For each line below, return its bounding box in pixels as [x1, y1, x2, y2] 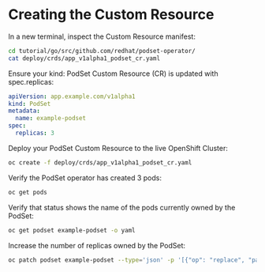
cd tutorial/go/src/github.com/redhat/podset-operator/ [8, 47, 196, 55]
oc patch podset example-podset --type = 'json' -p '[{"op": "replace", [8, 255, 245, 264]
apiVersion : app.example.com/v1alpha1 [8, 93, 136, 100]
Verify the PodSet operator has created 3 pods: [8, 172, 162, 183]
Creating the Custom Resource [8, 6, 215, 24]
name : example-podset [15, 115, 87, 123]
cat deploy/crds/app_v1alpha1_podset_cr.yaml [8, 54, 160, 62]
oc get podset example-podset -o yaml [8, 226, 136, 234]
